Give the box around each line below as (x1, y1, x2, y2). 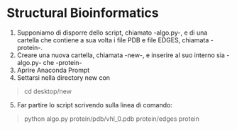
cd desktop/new (23, 87, 72, 95)
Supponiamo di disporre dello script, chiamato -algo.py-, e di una (16, 28, 208, 37)
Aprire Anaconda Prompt (16, 66, 90, 74)
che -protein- (43, 58, 82, 66)
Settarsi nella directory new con (16, 73, 111, 82)
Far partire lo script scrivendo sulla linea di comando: (16, 100, 173, 109)
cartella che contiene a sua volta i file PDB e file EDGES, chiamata (16, 35, 209, 44)
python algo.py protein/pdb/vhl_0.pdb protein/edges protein (23, 114, 199, 123)
